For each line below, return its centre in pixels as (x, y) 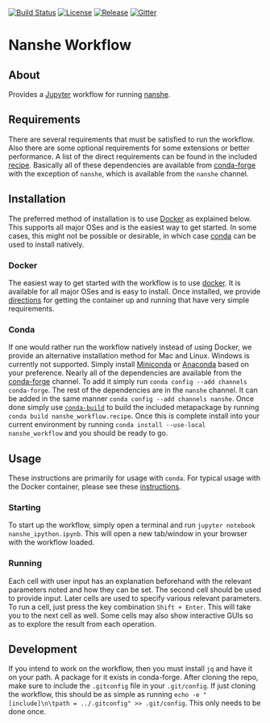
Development (43, 650)
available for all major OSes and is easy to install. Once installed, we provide (135, 291)
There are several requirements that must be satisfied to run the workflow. (131, 139)
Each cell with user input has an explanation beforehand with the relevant (130, 581)
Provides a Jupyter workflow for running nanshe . (89, 94)
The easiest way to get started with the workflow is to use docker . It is (125, 282)
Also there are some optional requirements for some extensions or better (129, 148)
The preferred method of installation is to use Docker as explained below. (130, 218)
